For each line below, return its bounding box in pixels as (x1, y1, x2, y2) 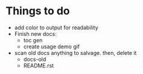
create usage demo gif (23, 43, 80, 50)
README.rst (23, 61, 54, 69)
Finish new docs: (14, 30, 57, 37)
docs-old (23, 55, 46, 63)
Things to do (5, 4, 70, 18)
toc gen (23, 36, 43, 44)
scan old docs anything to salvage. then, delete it (14, 49, 137, 56)
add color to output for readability (14, 24, 98, 31)
